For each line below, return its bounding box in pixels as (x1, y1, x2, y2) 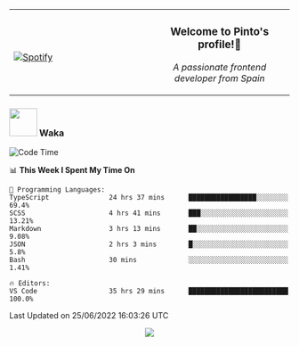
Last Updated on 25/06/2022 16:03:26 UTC (9, 310, 169, 321)
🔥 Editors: (9, 279, 51, 288)
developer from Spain (174, 71, 265, 84)
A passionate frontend (173, 61, 267, 73)
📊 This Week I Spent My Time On (9, 165, 135, 176)
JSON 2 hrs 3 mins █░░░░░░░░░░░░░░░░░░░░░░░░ (9, 240, 289, 249)
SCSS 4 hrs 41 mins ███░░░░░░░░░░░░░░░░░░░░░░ (9, 209, 289, 218)
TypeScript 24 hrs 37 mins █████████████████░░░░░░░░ (9, 194, 289, 202)
